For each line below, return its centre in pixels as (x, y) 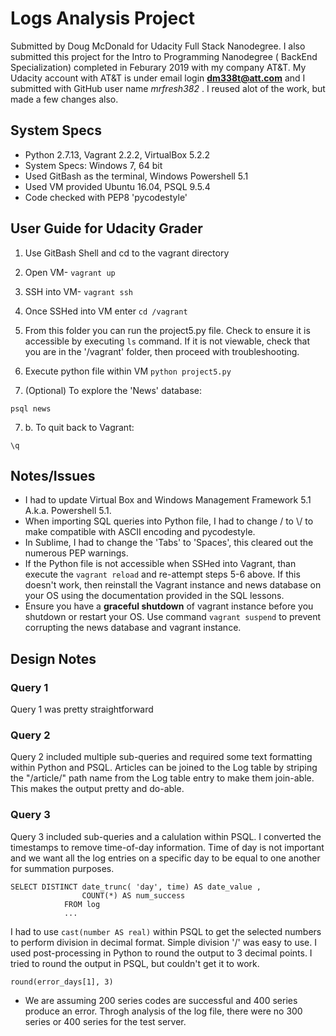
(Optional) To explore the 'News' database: (113, 390)
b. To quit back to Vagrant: (79, 427)
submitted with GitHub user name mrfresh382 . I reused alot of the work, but (168, 88)
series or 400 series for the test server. (105, 1021)
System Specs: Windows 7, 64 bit (93, 165)
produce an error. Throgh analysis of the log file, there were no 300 (163, 1011)
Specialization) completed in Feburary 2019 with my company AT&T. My (158, 67)
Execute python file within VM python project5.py (128, 371)
